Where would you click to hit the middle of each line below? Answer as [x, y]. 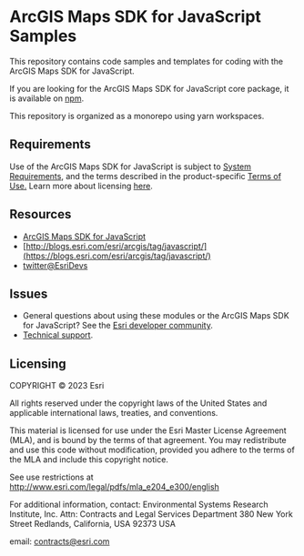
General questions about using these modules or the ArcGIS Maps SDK [156, 316]
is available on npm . [47, 98]
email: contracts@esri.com [60, 541]
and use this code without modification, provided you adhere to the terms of [152, 450]
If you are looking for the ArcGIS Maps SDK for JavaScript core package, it [149, 88]
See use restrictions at [51, 477]
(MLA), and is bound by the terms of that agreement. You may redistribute [148, 440]
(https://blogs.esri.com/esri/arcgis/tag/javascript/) [117, 256]
